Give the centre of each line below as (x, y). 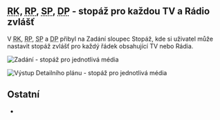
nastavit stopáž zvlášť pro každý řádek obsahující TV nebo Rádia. (100, 46)
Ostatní (24, 95)
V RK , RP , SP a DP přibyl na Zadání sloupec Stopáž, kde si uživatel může (110, 39)
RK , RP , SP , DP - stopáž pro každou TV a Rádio (109, 11)
